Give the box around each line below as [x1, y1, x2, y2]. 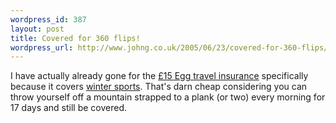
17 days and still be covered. [10, 102, 128, 114]
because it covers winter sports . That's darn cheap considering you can [10, 81, 308, 93]
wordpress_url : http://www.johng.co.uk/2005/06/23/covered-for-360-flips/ [10, 42, 329, 53]
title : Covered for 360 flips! [10, 33, 141, 43]
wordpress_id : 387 [10, 14, 87, 25]
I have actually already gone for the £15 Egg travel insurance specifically [10, 70, 309, 82]
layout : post [10, 24, 65, 34]
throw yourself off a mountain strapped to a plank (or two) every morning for [10, 91, 326, 103]
